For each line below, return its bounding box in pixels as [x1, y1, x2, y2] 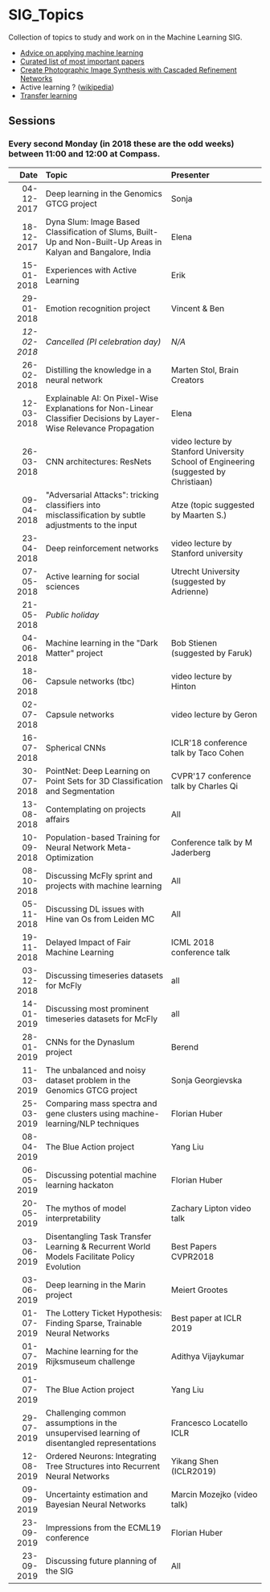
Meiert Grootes [171, 1284, 228, 1295]
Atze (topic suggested [171, 499, 255, 510]
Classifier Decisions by [45, 413, 133, 424]
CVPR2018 [171, 1251, 215, 1262]
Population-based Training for [45, 832, 161, 843]
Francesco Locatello [171, 1417, 248, 1428]
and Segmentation [45, 785, 115, 796]
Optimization [45, 852, 94, 863]
